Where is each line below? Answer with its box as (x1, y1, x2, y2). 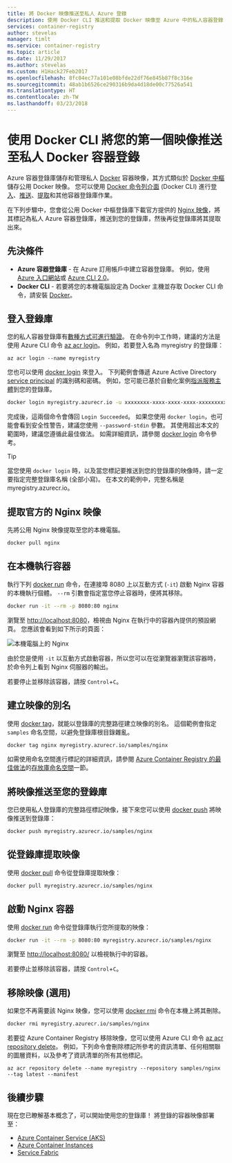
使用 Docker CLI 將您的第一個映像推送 (7, 132, 222, 148)
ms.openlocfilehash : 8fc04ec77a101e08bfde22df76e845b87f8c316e (7, 74, 193, 82)
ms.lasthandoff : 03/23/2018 (7, 100, 88, 107)
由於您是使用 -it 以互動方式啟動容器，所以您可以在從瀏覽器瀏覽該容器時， (7, 654, 220, 662)
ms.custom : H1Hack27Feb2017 (7, 68, 88, 75)
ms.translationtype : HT (7, 87, 76, 94)
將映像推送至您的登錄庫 (7, 786, 107, 798)
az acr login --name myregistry (7, 355, 100, 362)
